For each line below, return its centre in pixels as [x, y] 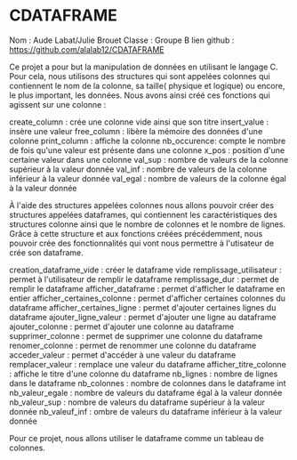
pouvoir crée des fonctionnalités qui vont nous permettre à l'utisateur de [141, 243]
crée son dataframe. [47, 252]
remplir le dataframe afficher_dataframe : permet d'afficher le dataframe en [148, 288]
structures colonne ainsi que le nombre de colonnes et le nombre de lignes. [148, 224]
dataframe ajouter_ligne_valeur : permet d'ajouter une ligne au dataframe [143, 317]
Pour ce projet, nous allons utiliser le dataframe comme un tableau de [136, 438]
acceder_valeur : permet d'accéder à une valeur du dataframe [123, 355]
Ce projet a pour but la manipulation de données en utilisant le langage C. [144, 67]
